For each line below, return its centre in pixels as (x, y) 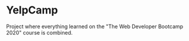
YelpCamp (32, 10)
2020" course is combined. (39, 32)
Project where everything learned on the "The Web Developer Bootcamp (95, 26)
